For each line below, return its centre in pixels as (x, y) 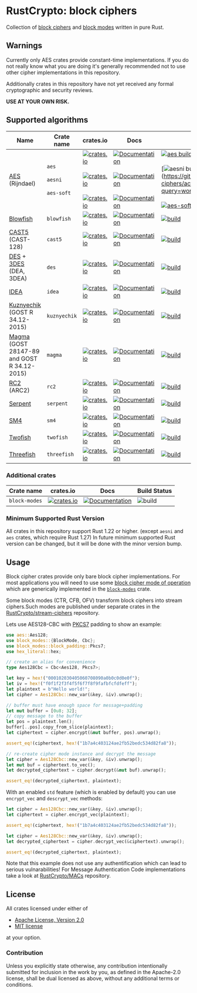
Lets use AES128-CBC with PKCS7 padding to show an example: (84, 624)
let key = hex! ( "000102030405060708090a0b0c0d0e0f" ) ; (73, 678)
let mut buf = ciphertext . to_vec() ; (51, 765)
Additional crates (31, 475)
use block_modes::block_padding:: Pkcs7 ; (56, 646)
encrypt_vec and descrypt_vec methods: (54, 799)
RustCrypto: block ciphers (72, 11)
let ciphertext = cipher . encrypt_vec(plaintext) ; (68, 815)
